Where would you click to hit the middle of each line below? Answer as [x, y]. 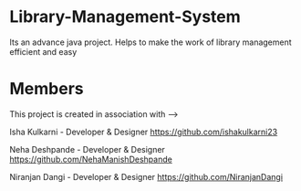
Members [47, 89]
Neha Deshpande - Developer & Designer [88, 149]
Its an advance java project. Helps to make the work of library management [150, 42]
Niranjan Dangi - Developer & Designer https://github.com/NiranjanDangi [146, 176]
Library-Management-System [125, 17]
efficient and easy [43, 51]
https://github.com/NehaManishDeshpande [91, 159]
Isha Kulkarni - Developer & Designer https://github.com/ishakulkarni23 [144, 132]
